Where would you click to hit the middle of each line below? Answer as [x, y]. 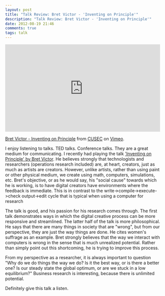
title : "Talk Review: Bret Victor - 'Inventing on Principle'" [72, 14]
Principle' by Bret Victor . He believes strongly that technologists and [75, 159]
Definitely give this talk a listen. [37, 288]
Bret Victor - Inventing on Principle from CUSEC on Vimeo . [65, 139]
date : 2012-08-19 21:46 [30, 24]
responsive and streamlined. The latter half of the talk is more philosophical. [82, 221]
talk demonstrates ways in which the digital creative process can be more [80, 216]
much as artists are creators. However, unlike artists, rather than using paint [82, 169]
